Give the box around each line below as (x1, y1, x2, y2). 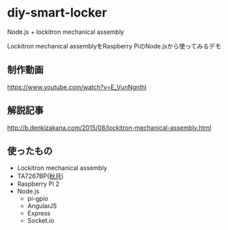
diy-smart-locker (7, 5, 107, 21)
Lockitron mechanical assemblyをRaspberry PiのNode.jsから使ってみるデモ (7, 41, 222, 50)
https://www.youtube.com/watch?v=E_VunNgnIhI (7, 83, 147, 91)
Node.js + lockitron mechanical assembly (7, 28, 125, 36)
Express (27, 209, 51, 218)
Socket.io (27, 216, 54, 225)
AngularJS (27, 202, 57, 210)
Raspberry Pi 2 (17, 180, 60, 188)
